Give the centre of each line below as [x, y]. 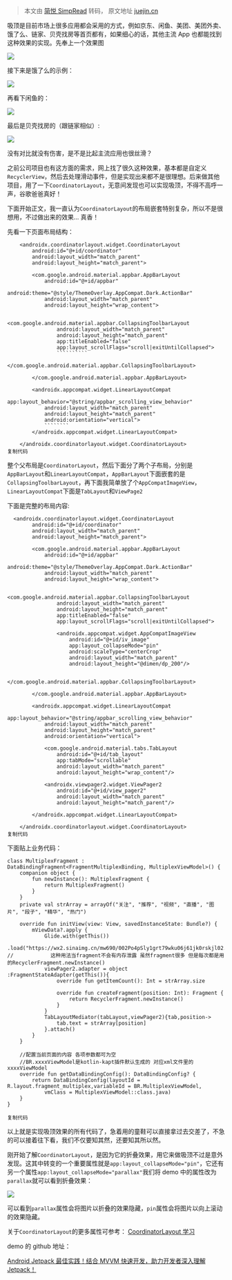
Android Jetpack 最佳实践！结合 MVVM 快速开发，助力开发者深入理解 [106, 1261]
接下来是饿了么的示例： [40, 70]
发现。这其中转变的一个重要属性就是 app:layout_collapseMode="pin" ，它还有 [116, 1163]
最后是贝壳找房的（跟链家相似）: [54, 126]
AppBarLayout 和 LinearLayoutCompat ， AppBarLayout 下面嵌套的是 [96, 474]
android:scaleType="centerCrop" [115, 652]
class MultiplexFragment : [46, 861]
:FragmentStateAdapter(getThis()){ [58, 975]
